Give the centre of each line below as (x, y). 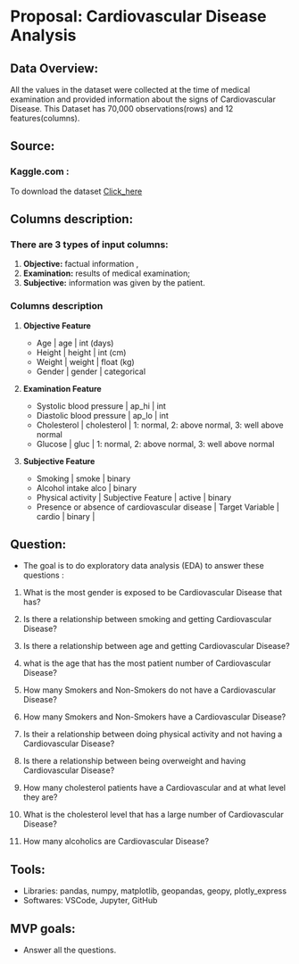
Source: (33, 146)
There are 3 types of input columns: (89, 245)
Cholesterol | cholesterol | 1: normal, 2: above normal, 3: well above (160, 425)
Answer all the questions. (70, 950)
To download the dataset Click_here (76, 191)
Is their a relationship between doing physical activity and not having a (153, 735)
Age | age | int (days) (75, 343)
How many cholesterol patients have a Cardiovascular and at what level (154, 788)
